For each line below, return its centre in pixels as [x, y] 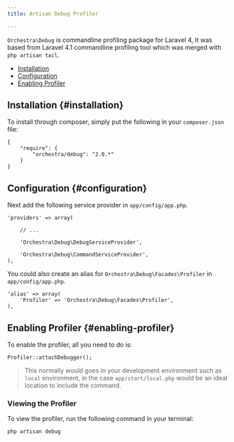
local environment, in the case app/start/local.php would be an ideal [126, 378]
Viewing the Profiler [42, 403]
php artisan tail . [33, 55]
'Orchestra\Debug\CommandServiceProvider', [84, 255]
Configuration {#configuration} [77, 188]
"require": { [39, 149]
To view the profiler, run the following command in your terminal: [101, 419]
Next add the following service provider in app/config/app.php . [98, 205]
